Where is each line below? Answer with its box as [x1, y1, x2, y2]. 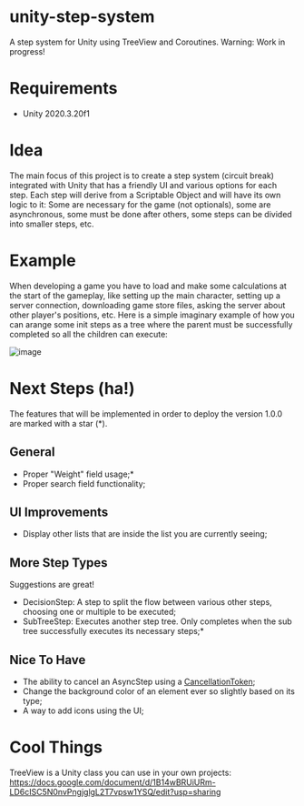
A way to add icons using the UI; [22, 705, 144, 716]
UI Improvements [9, 504, 109, 519]
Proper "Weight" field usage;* [22, 468, 134, 479]
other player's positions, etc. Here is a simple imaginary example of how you [9, 309, 295, 320]
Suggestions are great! [9, 579, 95, 590]
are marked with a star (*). [9, 418, 108, 428]
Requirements [9, 78, 118, 99]
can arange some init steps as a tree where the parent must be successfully [9, 318, 293, 329]
